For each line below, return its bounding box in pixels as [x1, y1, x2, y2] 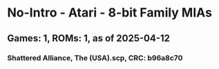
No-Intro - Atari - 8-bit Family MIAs [7, 5, 213, 21]
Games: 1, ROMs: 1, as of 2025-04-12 [7, 32, 171, 44]
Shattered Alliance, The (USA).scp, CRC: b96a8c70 [7, 53, 183, 63]
